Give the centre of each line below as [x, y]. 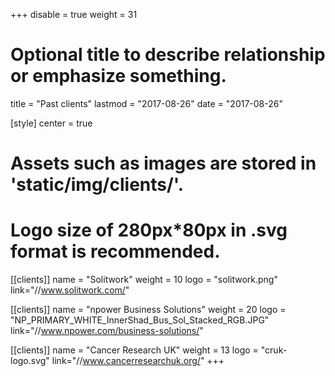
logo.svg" [30, 361]
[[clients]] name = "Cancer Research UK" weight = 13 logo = [134, 350]
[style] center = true [51, 123]
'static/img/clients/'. [97, 185]
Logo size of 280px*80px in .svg [149, 230]
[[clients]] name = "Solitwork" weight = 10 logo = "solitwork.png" [144, 280]
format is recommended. [115, 251]
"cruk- [274, 350]
